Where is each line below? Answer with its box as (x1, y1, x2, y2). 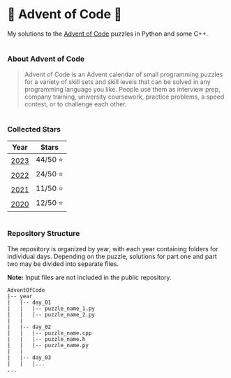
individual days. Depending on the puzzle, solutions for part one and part (7, 252, 218, 260)
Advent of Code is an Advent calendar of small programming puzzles (24, 70, 223, 78)
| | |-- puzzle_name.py (7, 342, 89, 349)
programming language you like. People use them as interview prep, (24, 85, 221, 93)
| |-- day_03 (7, 353, 52, 361)
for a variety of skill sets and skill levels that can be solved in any (24, 77, 211, 86)
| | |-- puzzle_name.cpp (7, 329, 92, 337)
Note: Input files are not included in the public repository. (7, 273, 172, 281)
